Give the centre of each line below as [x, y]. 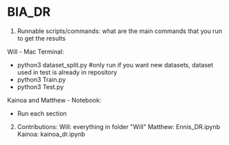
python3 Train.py [41, 79]
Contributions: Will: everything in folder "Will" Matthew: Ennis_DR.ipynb [119, 126]
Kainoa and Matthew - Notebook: [54, 100]
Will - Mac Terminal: [36, 52]
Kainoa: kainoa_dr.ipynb [51, 134]
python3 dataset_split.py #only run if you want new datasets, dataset [115, 65]
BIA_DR [29, 12]
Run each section [42, 113]
